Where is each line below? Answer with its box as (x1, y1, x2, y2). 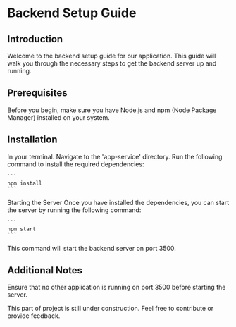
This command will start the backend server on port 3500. (7, 244, 176, 252)
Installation (7, 134, 58, 146)
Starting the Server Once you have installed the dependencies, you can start (7, 198, 230, 206)
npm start (7, 226, 37, 233)
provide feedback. (7, 311, 61, 320)
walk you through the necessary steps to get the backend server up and (7, 59, 217, 68)
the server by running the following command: (7, 206, 142, 214)
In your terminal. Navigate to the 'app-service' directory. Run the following (7, 152, 223, 161)
